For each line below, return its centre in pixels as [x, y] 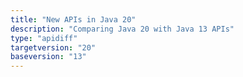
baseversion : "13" [48, 57]
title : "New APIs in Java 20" [73, 19]
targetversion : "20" [53, 47]
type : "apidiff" [44, 38]
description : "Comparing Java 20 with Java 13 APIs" [122, 29]
